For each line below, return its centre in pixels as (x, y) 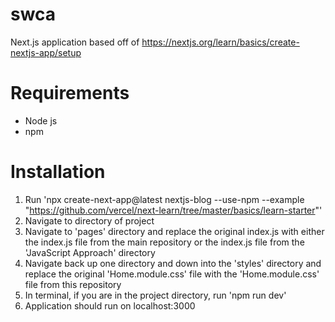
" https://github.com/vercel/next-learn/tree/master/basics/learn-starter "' (173, 210)
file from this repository (73, 284)
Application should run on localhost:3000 (110, 305)
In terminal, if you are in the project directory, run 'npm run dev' (155, 295)
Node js (41, 120)
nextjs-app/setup (46, 52)
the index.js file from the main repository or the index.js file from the (164, 242)
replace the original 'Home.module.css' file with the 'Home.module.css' (172, 274)
